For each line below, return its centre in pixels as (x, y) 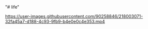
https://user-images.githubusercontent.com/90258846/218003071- (74, 16)
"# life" (12, 7)
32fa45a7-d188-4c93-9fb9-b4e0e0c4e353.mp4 (55, 22)
